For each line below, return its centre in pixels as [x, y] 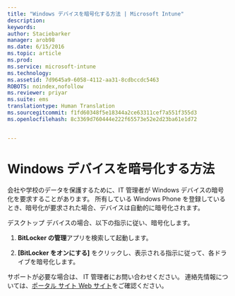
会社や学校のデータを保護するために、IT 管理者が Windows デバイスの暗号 [116, 190]
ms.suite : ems [28, 100]
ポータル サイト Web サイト [72, 285]
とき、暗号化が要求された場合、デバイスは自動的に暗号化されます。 [106, 207]
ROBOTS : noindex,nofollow [45, 86]
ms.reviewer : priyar [38, 93]
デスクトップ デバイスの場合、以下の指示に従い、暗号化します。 [101, 222]
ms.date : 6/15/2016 [36, 47]
